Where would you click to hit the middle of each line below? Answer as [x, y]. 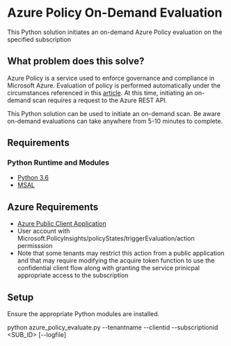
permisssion [35, 246]
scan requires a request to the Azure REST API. [100, 100]
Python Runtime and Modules [58, 163]
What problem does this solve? [76, 61]
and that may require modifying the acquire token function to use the [116, 261]
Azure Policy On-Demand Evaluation [115, 13]
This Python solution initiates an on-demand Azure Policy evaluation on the [115, 32]
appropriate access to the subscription [73, 275]
